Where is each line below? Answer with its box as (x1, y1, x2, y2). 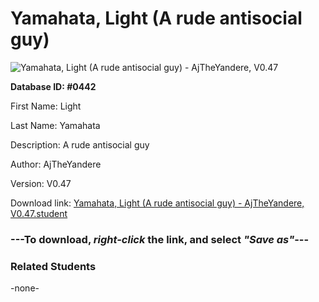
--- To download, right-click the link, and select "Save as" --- (10, 232, 310, 246)
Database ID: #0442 (10, 80, 97, 92)
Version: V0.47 (10, 177, 72, 189)
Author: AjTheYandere (10, 158, 102, 170)
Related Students (10, 259, 97, 273)
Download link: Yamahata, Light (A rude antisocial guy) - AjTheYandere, (10, 197, 305, 209)
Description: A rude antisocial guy (10, 138, 150, 151)
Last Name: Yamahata (10, 119, 101, 131)
